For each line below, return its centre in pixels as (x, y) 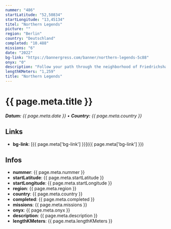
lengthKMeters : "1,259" (31, 72)
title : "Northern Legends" (34, 77)
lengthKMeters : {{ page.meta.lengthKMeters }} (63, 221)
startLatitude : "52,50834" (34, 15)
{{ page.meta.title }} (49, 102)
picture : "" (18, 29)
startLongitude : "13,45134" (35, 19)
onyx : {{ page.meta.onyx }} (41, 210)
